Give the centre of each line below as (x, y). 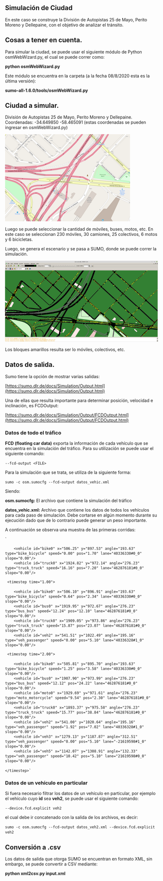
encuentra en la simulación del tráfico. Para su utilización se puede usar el (79, 448)
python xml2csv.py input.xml (35, 874)
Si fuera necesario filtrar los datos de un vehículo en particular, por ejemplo (81, 794)
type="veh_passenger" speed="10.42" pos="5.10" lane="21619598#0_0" (76, 756)
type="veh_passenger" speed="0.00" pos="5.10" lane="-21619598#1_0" (76, 741)
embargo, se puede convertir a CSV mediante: (51, 864)
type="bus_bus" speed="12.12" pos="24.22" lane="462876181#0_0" (71, 683)
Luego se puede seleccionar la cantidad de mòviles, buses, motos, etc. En (79, 229)
